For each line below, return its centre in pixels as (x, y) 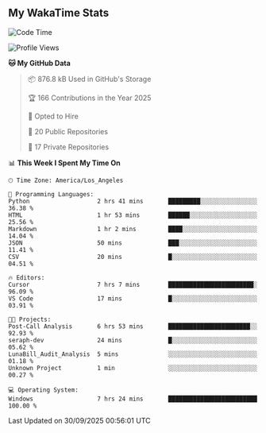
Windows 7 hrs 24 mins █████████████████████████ (133, 399)
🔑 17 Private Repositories (68, 147)
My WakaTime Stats (59, 13)
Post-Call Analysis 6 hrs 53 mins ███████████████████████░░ (133, 326)
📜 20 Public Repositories (68, 131)
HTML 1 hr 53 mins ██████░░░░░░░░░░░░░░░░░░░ (133, 215)
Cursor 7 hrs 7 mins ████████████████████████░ (133, 284)
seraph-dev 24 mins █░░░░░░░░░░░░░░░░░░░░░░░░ (133, 340)
